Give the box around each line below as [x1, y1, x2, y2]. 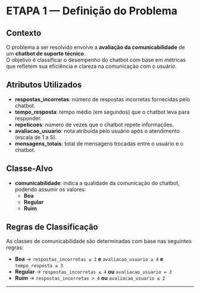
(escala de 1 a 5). [14, 133, 57, 141]
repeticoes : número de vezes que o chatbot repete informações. [14, 121, 174, 128]
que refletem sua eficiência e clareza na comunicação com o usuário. [6, 63, 177, 70]
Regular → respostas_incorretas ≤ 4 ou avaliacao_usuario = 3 [14, 268, 172, 275]
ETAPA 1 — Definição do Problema [6, 4, 177, 18]
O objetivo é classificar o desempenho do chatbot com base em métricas [6, 57, 186, 63]
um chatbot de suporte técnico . [6, 50, 86, 57]
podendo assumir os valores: [14, 186, 86, 193]
